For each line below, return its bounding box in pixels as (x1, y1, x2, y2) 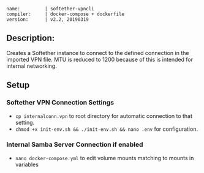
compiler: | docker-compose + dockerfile (6, 11, 124, 17)
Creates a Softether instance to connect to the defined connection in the (6, 49, 189, 56)
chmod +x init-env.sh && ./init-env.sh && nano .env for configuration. (15, 125, 198, 133)
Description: (6, 33, 55, 43)
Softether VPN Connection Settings (6, 98, 115, 107)
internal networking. (6, 62, 57, 70)
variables (15, 161, 39, 168)
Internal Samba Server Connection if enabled (6, 141, 143, 149)
